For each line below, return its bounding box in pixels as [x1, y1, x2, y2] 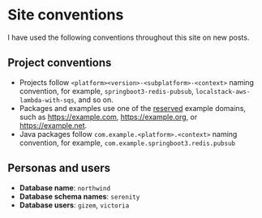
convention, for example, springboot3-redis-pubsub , [19, 86, 194, 96]
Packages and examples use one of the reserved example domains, [19, 103, 247, 113]
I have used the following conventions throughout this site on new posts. [7, 32, 250, 42]
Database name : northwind [19, 182, 111, 192]
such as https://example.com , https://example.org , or [19, 112, 198, 122]
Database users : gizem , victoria [19, 200, 130, 210]
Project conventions [7, 56, 112, 70]
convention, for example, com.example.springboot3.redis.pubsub [19, 138, 236, 147]
